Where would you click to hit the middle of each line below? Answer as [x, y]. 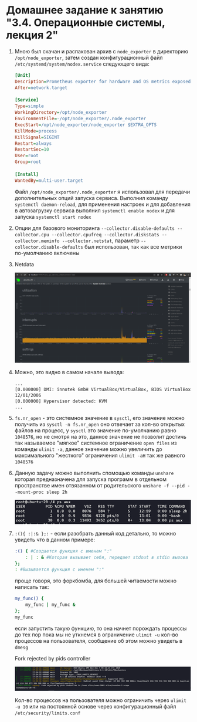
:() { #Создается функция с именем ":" [63, 551]
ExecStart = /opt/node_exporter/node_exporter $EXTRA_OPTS [86, 125]
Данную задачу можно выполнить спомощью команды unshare [94, 473]
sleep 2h [57, 492]
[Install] [27, 174]
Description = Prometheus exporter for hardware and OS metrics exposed [103, 82]
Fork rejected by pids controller [52, 658]
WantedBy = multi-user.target [49, 180]
